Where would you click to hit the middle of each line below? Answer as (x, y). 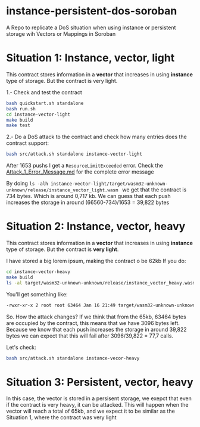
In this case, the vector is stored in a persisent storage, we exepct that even (99, 398)
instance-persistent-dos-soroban (92, 11)
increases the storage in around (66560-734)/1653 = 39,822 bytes (88, 202)
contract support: (28, 143)
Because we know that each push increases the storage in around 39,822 (97, 329)
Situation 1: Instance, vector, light (90, 58)
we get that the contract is (154, 190)
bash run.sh (21, 109)
